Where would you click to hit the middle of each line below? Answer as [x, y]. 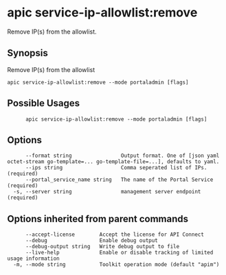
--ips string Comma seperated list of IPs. [116, 168]
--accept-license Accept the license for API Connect [115, 235]
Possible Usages [44, 103]
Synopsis [27, 53]
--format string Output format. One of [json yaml [122, 156]
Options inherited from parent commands [98, 218]
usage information [33, 259]
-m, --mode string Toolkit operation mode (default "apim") [116, 265]
